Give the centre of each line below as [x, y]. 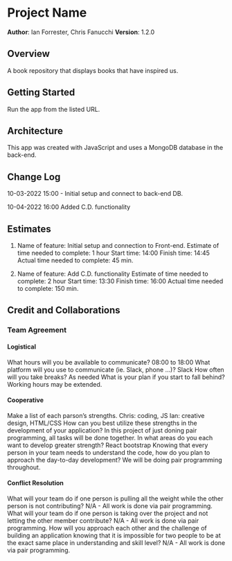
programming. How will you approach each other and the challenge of [107, 528]
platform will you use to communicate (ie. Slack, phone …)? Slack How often [116, 369]
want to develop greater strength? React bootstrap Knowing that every [108, 445]
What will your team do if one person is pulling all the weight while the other [115, 499]
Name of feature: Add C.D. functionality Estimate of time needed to [113, 274]
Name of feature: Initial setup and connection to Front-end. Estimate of [118, 245]
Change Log [34, 177]
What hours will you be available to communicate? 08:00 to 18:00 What [109, 362]
